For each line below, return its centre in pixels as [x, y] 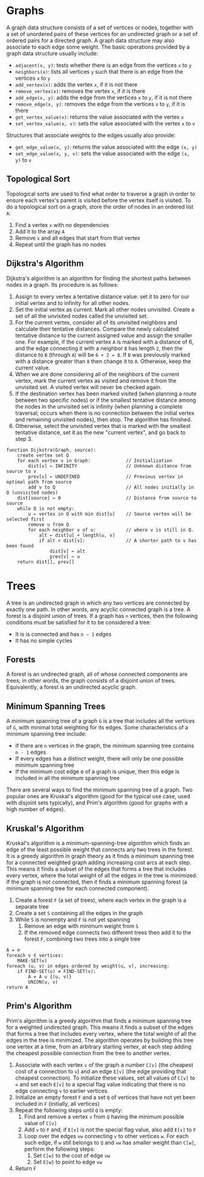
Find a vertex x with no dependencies [62, 225]
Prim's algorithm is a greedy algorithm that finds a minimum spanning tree [99, 1021]
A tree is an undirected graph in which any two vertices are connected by [98, 603]
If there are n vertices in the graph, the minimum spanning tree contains [104, 746]
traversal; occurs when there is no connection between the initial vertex [105, 413]
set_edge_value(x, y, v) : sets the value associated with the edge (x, [102, 153]
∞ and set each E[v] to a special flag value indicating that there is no [100, 1084]
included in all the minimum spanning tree [67, 778]
